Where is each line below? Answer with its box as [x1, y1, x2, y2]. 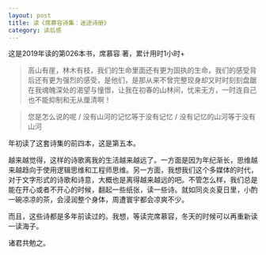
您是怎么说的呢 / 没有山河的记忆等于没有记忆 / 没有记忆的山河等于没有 [27, 112, 256, 122]
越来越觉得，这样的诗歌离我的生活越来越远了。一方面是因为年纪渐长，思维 [8, 156, 251, 165]
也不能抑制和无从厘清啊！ [27, 96, 112, 105]
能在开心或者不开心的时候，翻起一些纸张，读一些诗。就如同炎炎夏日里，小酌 [8, 185, 258, 194]
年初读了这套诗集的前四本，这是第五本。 [8, 139, 140, 148]
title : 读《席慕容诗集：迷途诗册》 [8, 19, 110, 27]
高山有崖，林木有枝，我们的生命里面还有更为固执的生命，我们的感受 [27, 66, 250, 75]
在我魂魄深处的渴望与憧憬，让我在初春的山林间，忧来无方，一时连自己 [27, 85, 257, 95]
